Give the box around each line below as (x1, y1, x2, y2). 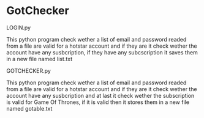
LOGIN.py (6, 24, 31, 31)
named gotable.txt (6, 105, 53, 112)
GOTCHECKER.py (6, 67, 51, 74)
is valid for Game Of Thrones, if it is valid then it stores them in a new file (6, 98, 190, 106)
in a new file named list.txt (6, 55, 72, 62)
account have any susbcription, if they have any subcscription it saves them (6, 48, 198, 56)
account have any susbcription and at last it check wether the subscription (6, 92, 195, 99)
